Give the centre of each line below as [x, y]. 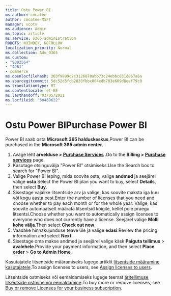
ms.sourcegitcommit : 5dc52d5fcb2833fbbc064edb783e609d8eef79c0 [74, 81]
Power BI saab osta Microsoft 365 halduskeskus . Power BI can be [75, 139]
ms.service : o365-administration [41, 39]
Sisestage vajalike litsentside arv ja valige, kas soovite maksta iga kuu [86, 193]
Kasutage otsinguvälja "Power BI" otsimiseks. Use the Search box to [83, 166]
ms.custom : [17, 57]
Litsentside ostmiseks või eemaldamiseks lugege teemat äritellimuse [77, 277]
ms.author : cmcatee [26, 15]
